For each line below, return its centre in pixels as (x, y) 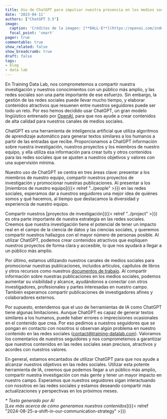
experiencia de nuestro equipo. (37, 204)
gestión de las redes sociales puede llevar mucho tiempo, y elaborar (75, 100)
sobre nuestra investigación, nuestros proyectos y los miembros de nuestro (83, 147)
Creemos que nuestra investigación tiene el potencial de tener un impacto (81, 224)
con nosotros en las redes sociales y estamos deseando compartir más (78, 386)
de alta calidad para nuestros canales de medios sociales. (65, 121)
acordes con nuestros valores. (36, 349)
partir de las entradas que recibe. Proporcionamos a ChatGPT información (81, 141)
